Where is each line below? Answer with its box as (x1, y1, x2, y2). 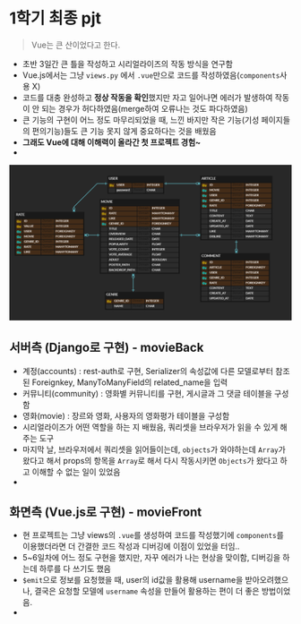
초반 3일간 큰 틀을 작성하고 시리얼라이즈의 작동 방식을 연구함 (21, 58, 233, 69)
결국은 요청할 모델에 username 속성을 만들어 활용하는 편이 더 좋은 (34, 586, 260, 596)
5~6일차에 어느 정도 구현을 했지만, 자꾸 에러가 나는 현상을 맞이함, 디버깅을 (21, 552, 280, 563)
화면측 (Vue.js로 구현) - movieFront (9, 505, 202, 519)
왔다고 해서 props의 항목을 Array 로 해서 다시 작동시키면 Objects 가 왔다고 (21, 455, 279, 466)
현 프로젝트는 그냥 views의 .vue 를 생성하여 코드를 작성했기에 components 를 (21, 530, 284, 541)
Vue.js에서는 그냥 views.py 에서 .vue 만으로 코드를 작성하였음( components (21, 69, 280, 81)
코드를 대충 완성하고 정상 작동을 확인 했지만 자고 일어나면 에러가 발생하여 (21, 91, 273, 103)
